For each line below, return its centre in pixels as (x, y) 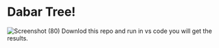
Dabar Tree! (42, 12)
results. (18, 38)
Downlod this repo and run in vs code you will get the (137, 31)
